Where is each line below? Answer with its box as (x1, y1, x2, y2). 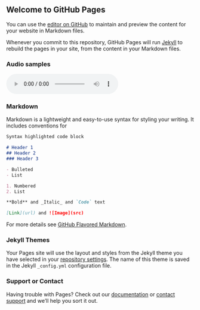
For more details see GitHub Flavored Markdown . (6, 221, 127, 228)
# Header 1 (6, 145, 33, 151)
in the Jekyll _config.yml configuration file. (6, 262, 112, 269)
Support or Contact (6, 277, 64, 285)
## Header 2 (6, 150, 36, 156)
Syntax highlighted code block (6, 134, 84, 140)
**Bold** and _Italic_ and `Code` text (6, 199, 106, 205)
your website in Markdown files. (6, 27, 85, 34)
